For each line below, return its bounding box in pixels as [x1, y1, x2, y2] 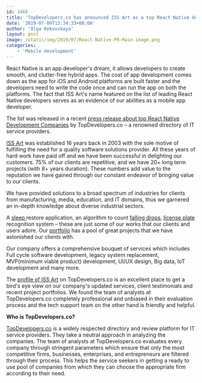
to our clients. [6, 177, 40, 185]
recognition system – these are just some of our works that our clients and [6, 220, 191, 227]
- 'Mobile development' [17, 48, 77, 54]
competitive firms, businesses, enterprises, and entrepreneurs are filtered [6, 350, 189, 358]
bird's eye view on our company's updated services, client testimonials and [6, 282, 193, 290]
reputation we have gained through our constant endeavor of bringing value [6, 171, 194, 179]
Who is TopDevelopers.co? [6, 313, 75, 320]
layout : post [6, 31, 39, 37]
